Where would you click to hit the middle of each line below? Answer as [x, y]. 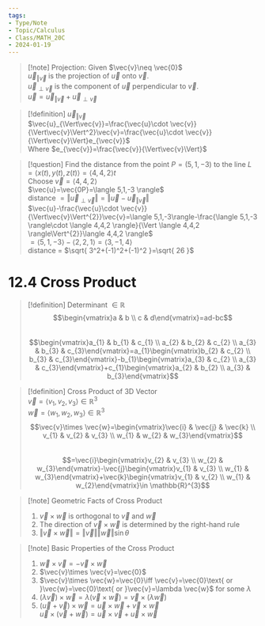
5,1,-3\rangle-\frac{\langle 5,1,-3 [206, 217]
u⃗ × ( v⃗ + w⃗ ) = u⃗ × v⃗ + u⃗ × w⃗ [98, 613]
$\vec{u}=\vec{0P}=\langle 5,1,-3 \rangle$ [96, 190]
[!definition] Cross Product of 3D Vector [93, 392]
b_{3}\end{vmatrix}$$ [143, 376]
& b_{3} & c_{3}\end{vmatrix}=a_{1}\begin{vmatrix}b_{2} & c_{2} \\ [142, 351]
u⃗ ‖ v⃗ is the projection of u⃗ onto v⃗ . [88, 77]
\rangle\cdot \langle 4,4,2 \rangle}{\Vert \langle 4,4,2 [114, 226]
